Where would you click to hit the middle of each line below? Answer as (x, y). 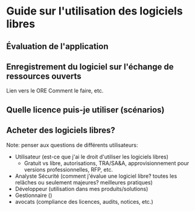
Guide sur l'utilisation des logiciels (94, 11)
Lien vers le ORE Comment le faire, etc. (55, 91)
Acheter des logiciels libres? (61, 130)
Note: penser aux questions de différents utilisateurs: (72, 145)
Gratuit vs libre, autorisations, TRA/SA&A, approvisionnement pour (107, 163)
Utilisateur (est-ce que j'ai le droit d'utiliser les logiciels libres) (92, 157)
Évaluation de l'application (57, 46)
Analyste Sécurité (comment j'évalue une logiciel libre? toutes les (96, 176)
